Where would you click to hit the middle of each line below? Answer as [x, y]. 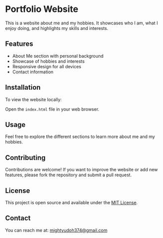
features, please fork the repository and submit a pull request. [68, 175]
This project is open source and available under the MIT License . [72, 202]
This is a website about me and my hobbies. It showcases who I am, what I [81, 23]
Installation [23, 87]
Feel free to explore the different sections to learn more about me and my [80, 137]
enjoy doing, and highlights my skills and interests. [57, 28]
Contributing [25, 158]
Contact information [33, 72]
